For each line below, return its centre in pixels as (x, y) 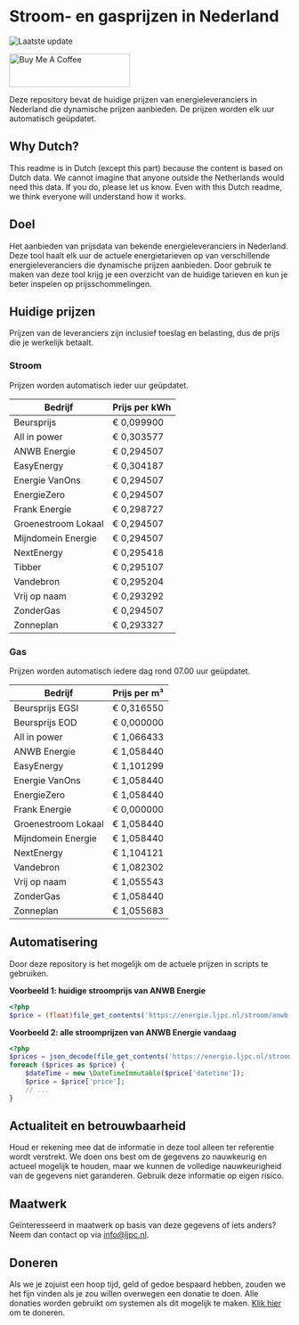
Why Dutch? (44, 147)
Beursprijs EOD (45, 722)
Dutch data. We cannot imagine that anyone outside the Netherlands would (147, 177)
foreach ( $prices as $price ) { (67, 1065)
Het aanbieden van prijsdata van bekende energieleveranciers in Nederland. (149, 246)
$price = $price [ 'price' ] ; (75, 1082)
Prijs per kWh (142, 407)
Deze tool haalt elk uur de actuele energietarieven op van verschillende (140, 255)
